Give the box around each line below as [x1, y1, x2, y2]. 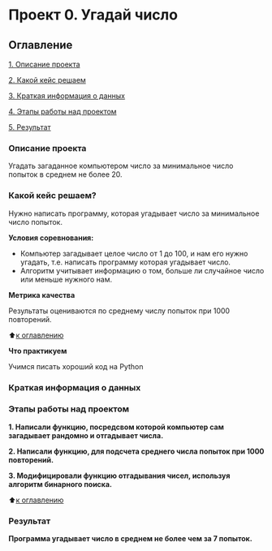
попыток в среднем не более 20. [8, 170, 123, 179]
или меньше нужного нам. [19, 274, 112, 284]
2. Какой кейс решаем [8, 75, 87, 84]
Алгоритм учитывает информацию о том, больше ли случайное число [19, 265, 265, 275]
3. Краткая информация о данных [8, 91, 126, 101]
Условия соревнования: [8, 233, 94, 243]
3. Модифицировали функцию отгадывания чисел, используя [8, 471, 231, 480]
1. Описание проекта [8, 59, 80, 69]
